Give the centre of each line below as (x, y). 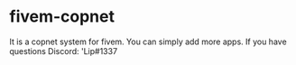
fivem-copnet (62, 17)
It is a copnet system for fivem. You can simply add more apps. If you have (148, 42)
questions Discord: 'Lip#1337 (64, 51)
